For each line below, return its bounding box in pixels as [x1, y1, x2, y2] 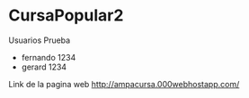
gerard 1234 [21, 61, 67, 72]
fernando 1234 [21, 52, 76, 62]
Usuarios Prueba [8, 35, 71, 45]
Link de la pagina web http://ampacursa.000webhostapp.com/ [8, 78, 240, 89]
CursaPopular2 [8, 5, 124, 26]
